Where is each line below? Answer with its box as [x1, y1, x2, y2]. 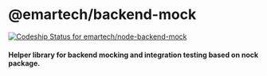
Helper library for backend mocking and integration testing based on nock [8, 50, 259, 59]
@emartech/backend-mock [8, 6, 197, 24]
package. [8, 58, 41, 68]
